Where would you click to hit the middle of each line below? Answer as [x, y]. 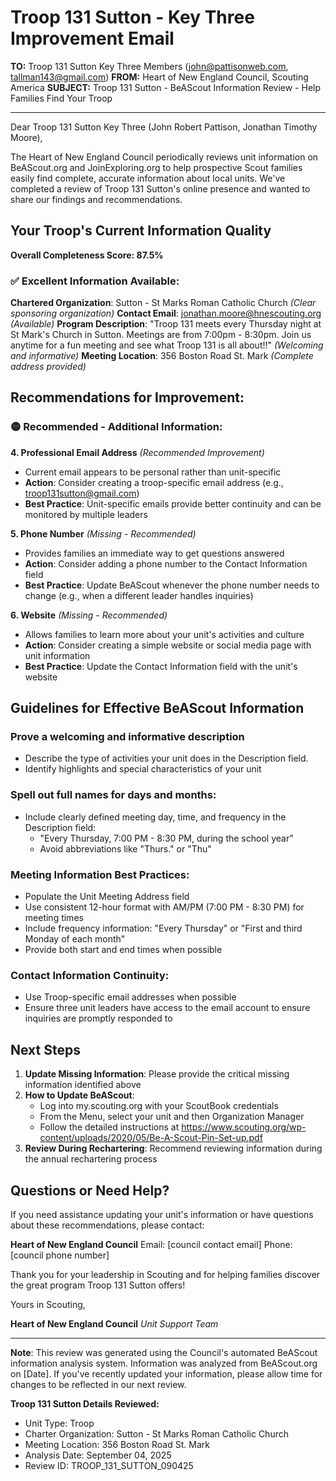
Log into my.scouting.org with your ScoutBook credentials [159, 1106]
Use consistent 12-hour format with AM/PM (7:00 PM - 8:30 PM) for [164, 907]
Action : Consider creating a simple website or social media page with [168, 645]
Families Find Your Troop [61, 98]
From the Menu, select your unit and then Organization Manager [172, 1117]
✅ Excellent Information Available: [95, 281]
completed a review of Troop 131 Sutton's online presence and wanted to [160, 188]
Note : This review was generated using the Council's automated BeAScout [164, 1352]
